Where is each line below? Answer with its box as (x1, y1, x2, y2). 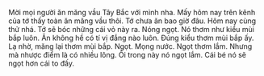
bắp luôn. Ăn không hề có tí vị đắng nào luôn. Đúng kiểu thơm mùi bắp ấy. (8, 33, 254, 42)
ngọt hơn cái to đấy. (8, 58, 75, 68)
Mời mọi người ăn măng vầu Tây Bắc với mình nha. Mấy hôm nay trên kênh (8, 8, 256, 17)
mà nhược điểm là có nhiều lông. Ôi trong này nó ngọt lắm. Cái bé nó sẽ (8, 50, 247, 59)
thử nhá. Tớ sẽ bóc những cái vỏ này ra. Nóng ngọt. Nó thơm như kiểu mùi (8, 25, 254, 34)
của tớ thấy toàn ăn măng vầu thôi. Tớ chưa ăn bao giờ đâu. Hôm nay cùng (8, 16, 257, 26)
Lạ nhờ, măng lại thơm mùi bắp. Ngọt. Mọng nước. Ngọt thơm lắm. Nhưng (8, 42, 253, 51)
